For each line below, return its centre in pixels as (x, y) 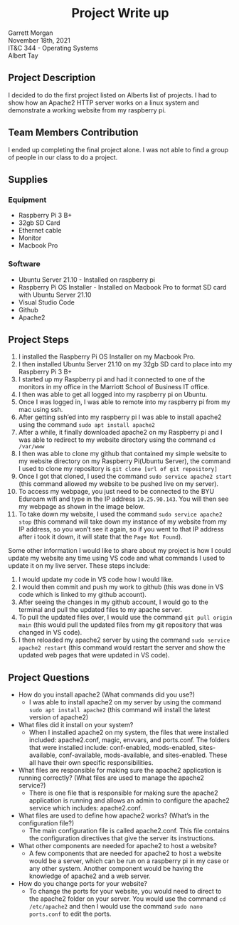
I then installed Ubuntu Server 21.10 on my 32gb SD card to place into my (125, 364)
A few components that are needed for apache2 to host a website (125, 853)
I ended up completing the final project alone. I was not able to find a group (118, 149)
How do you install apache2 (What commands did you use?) (106, 694)
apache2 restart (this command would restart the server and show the (122, 647)
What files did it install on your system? (76, 725)
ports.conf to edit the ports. (70, 914)
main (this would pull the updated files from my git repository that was (120, 625)
